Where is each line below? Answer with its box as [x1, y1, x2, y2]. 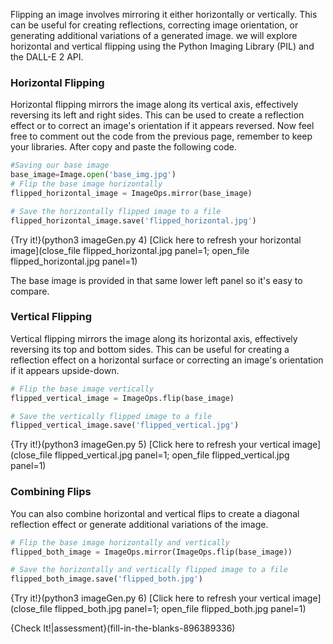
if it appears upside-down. [10, 364, 120, 376]
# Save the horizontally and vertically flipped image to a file [10, 565, 288, 575]
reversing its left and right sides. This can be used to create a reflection [10, 109, 305, 121]
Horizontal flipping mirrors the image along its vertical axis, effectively [10, 99, 299, 111]
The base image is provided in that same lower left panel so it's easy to [10, 274, 303, 286]
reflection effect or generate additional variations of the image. [10, 518, 269, 530]
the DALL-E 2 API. [10, 51, 84, 63]
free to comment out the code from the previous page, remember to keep [10, 130, 313, 143]
